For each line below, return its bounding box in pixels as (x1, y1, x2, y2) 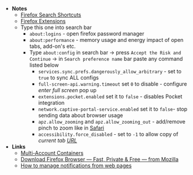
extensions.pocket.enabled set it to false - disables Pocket (38, 93, 183, 100)
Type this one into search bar (20, 24, 92, 31)
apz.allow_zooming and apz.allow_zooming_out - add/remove (38, 118, 186, 125)
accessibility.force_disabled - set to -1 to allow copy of (38, 131, 179, 138)
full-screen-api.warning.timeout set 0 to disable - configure (38, 80, 187, 87)
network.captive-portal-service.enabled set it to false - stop (38, 106, 188, 112)
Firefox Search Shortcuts (20, 11, 81, 18)
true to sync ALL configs (38, 74, 99, 81)
